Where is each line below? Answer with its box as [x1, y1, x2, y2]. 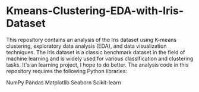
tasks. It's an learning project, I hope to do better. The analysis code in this [6, 61, 189, 68]
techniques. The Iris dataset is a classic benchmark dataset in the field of [6, 48, 185, 55]
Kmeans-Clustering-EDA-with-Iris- [6, 4, 184, 18]
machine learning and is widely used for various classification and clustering [6, 55, 194, 62]
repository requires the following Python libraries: [6, 67, 128, 74]
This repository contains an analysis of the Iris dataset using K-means [6, 36, 177, 43]
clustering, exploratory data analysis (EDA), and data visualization [6, 42, 167, 50]
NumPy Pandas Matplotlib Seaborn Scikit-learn [6, 78, 122, 86]
